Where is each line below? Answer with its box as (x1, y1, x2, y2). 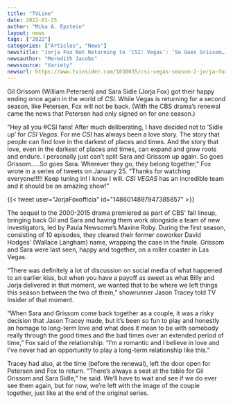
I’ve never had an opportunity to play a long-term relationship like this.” (7, 346, 210, 354)
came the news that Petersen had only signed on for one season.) (7, 109, 196, 118)
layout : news (7, 29, 45, 37)
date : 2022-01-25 (7, 17, 58, 24)
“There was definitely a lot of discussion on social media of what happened (7, 266, 223, 274)
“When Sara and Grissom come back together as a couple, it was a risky (7, 309, 214, 317)
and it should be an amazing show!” (7, 182, 110, 190)
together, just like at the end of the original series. (7, 389, 149, 397)
